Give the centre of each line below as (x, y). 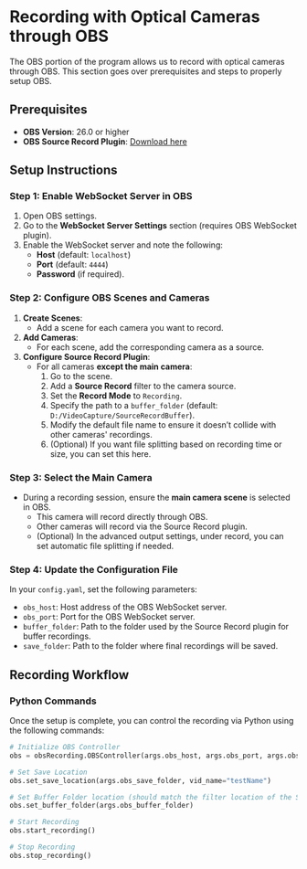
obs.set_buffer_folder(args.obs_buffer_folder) (102, 806)
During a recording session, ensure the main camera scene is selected (156, 498)
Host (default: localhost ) (84, 255)
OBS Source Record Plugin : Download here (105, 141)
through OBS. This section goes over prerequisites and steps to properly (146, 71)
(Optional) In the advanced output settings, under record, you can (160, 536)
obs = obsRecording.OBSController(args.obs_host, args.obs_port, (136, 756)
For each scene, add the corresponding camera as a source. (150, 347)
